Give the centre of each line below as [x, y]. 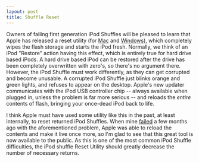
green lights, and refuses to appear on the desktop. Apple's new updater [95, 84]
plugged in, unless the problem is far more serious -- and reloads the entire [99, 97]
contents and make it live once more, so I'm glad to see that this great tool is [100, 134]
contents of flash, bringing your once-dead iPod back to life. [80, 103]
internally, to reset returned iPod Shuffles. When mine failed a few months [97, 121]
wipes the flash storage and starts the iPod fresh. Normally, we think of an [97, 47]
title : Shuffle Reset [33, 17]
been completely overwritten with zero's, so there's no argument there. [93, 65]
